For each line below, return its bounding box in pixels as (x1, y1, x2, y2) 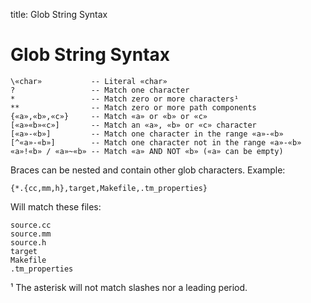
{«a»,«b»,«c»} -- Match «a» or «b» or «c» (10, 111, 208, 121)
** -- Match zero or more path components (10, 102, 257, 113)
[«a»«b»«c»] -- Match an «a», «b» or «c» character (10, 120, 257, 130)
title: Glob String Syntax (10, 9, 108, 20)
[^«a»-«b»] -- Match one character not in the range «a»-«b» (10, 137, 302, 148)
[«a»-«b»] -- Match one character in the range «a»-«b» (10, 129, 284, 139)
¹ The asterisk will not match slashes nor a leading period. (10, 281, 248, 293)
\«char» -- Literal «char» (10, 76, 168, 86)
